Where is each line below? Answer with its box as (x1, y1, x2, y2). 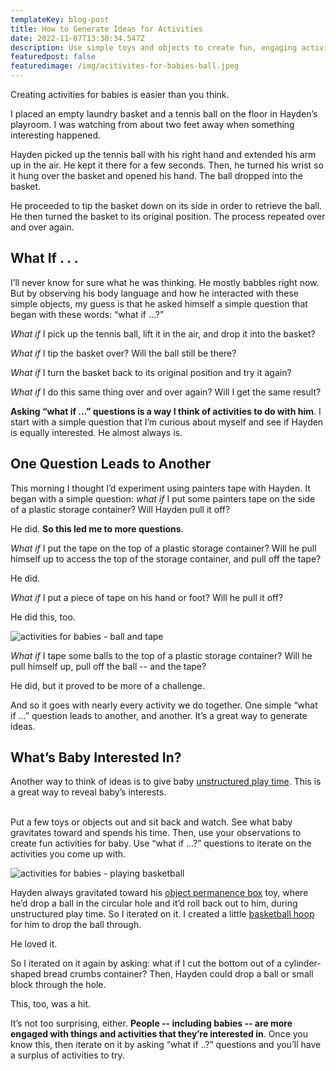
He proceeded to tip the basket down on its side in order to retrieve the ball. (10, 200, 323, 211)
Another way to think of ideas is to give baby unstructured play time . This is (10, 776, 322, 788)
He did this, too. (10, 611, 76, 623)
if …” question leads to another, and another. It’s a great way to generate (10, 709, 308, 721)
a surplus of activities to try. (10, 1049, 125, 1061)
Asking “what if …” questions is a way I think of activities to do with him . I (10, 405, 322, 417)
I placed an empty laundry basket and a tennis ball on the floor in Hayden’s (10, 108, 318, 120)
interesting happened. (10, 129, 102, 141)
